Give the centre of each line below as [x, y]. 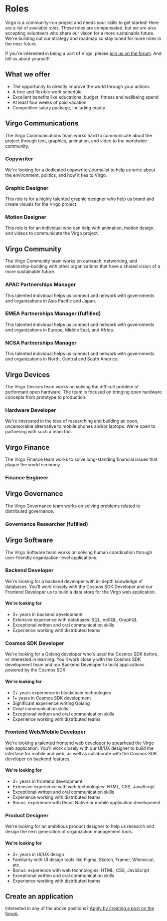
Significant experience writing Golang [51, 703]
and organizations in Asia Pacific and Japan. [51, 301]
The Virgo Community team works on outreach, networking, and [71, 261]
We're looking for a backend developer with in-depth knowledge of [74, 581]
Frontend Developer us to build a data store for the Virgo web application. [81, 592]
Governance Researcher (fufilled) [47, 524]
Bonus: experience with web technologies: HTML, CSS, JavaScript [81, 870]
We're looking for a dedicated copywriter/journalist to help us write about [80, 170]
